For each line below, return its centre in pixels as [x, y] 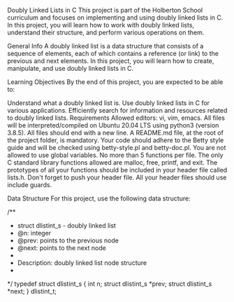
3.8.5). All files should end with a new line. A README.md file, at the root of [115, 133]
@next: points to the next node [61, 248]
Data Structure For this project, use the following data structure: [99, 198]
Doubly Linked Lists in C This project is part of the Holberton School [105, 10]
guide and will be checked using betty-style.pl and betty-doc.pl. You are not [117, 147]
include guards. [30, 185]
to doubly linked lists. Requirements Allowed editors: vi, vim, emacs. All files [116, 118]
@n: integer [34, 233]
